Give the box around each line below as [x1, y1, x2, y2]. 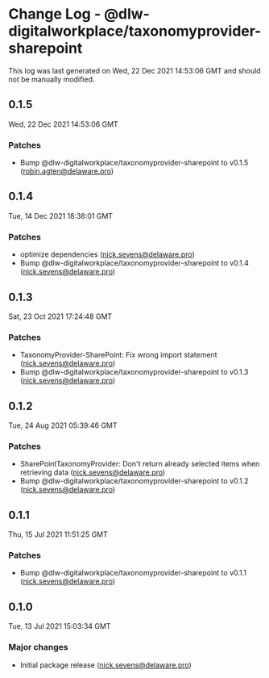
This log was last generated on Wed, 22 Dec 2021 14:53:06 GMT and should [8, 65, 261, 75]
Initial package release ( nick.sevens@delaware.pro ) [19, 659, 192, 670]
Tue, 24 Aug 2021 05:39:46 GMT [8, 421, 118, 430]
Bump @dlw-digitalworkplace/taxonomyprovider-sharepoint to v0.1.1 [19, 568, 247, 578]
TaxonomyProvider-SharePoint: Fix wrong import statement [19, 350, 217, 360]
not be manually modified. [8, 74, 95, 84]
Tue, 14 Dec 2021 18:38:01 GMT [8, 211, 114, 220]
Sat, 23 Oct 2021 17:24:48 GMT [8, 312, 113, 321]
